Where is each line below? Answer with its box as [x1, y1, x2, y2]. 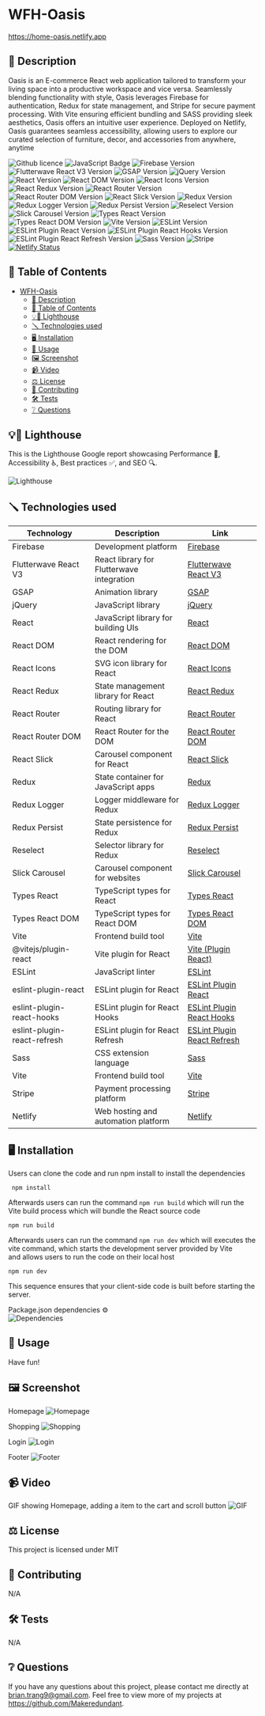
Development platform [94, 541, 177, 552]
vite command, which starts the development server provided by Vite [8, 1244, 233, 1253]
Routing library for [94, 703, 162, 714]
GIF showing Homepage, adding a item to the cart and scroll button [8, 1501, 227, 1510]
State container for [94, 771, 164, 782]
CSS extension [94, 1047, 150, 1059]
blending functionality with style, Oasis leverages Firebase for [8, 93, 209, 102]
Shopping [8, 1422, 40, 1431]
